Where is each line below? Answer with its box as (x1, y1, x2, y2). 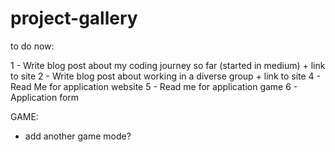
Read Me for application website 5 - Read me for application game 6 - (10, 80, 298, 92)
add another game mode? (24, 130, 132, 142)
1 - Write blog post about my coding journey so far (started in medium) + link (10, 59, 326, 71)
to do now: (10, 40, 55, 52)
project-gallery (10, 7, 138, 30)
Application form (10, 91, 80, 103)
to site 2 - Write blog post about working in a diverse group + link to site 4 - (10, 70, 322, 82)
